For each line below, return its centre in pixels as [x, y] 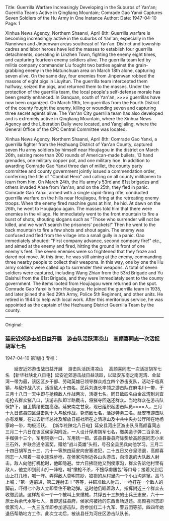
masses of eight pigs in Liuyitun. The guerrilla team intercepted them [76, 81]
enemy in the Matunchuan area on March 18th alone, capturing [90, 70]
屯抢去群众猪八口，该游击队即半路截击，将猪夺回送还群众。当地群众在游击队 [84, 400]
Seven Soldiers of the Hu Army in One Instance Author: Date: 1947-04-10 [81, 18]
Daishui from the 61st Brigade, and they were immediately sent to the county [84, 278]
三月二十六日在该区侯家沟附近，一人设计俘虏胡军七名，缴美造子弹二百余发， [84, 432]
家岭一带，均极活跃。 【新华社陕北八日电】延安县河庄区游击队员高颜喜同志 [83, 425]
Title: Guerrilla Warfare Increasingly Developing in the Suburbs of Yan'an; [81, 7]
